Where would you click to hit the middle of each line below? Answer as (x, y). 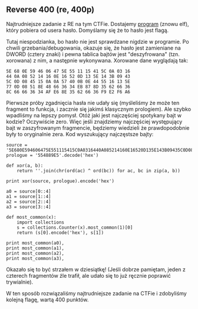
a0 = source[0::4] (29, 191)
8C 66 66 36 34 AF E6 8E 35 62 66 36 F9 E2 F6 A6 (68, 92)
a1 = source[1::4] (29, 196)
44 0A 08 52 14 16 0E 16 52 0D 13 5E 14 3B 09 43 (68, 76)
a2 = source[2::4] (29, 202)
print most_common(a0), (35, 243)
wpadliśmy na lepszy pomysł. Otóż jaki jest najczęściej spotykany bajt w (94, 115)
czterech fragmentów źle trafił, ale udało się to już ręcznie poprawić (88, 275)
